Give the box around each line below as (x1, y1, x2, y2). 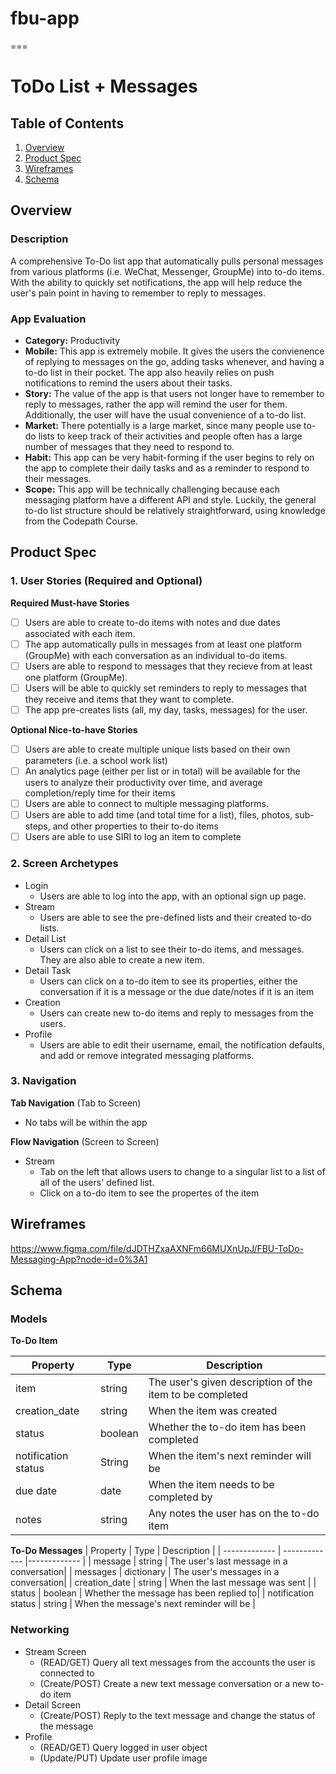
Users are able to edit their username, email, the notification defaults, (39, 1038, 326, 1051)
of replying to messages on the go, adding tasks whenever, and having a (24, 355, 325, 367)
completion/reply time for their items (24, 787, 176, 799)
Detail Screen (24, 1698, 81, 1711)
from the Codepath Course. (24, 515, 139, 527)
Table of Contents (10, 115, 125, 132)
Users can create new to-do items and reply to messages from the (39, 1007, 314, 1019)
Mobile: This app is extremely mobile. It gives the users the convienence (24, 345, 325, 357)
